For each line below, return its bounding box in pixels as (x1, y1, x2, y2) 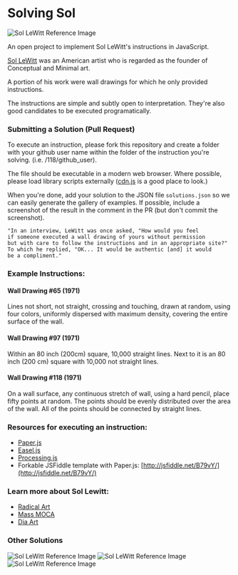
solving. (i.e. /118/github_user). (7, 155, 98, 165)
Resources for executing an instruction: (7, 422, 148, 432)
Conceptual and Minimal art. (7, 63, 90, 72)
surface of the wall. (7, 317, 64, 326)
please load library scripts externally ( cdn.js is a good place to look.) (7, 177, 208, 186)
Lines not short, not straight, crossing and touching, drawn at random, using (7, 302, 231, 311)
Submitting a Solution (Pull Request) (7, 124, 135, 134)
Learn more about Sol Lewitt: (7, 486, 109, 496)
